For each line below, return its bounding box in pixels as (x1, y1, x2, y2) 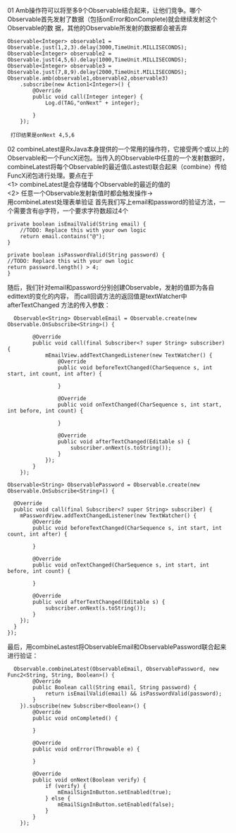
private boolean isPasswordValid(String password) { (7, 252, 166, 259)
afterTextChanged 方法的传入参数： (7, 301, 111, 309)
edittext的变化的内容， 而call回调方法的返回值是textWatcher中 (7, 292, 187, 300)
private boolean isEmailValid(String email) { (7, 221, 147, 228)
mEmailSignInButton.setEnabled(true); (57, 789, 172, 796)
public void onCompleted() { (32, 715, 118, 722)
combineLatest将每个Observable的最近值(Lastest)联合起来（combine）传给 (7, 163, 228, 171)
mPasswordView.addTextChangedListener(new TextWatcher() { (20, 512, 197, 519)
